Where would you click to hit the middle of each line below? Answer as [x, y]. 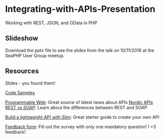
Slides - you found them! [30, 83]
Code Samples [20, 93]
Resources [22, 71]
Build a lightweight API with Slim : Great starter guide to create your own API [82, 117]
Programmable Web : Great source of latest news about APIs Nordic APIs [79, 102]
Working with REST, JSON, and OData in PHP [51, 23]
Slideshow [22, 38]
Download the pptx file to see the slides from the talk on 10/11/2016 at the [80, 50]
